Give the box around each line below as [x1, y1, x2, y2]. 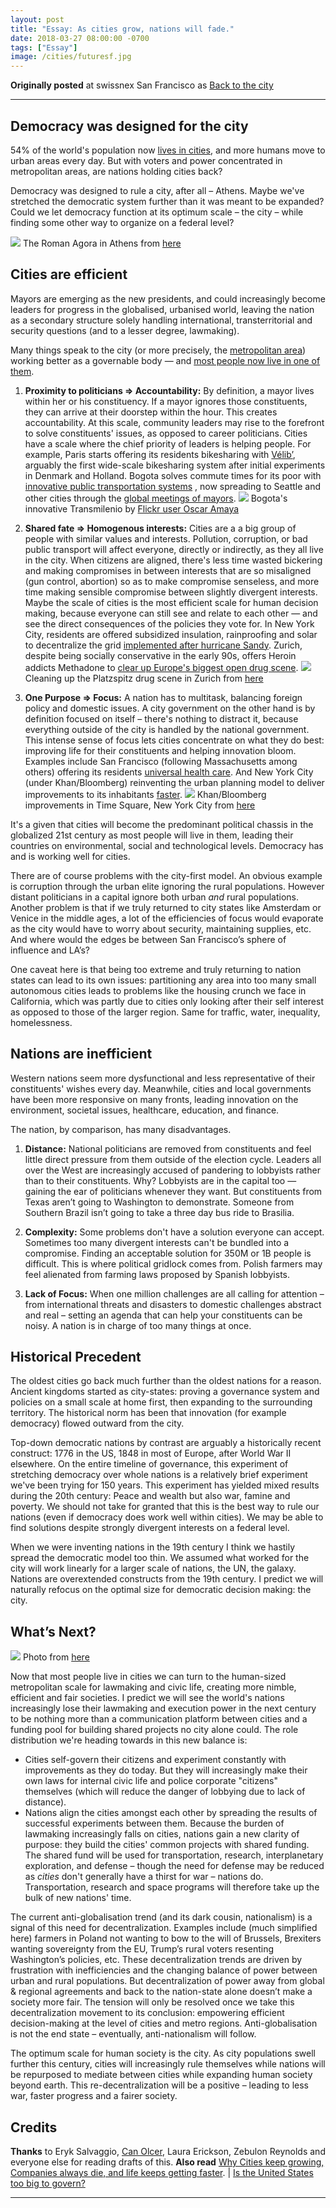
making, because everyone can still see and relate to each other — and [24, 607, 318, 619]
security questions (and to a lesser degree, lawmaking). [10, 324, 240, 336]
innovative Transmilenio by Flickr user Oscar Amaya [24, 502, 240, 515]
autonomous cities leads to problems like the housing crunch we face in [10, 984, 307, 996]
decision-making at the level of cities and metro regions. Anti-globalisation [10, 2017, 318, 2030]
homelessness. [10, 1016, 73, 1028]
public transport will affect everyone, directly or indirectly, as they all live [24, 543, 324, 555]
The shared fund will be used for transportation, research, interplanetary [24, 1849, 324, 1861]
